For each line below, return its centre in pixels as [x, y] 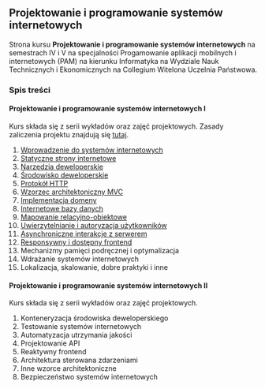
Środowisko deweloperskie [64, 175]
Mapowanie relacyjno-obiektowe [73, 217]
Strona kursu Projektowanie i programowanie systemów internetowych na [132, 44]
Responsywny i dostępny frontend [76, 242]
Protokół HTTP [44, 183]
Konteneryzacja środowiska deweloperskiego [94, 318]
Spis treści [30, 90]
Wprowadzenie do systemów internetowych [92, 150]
